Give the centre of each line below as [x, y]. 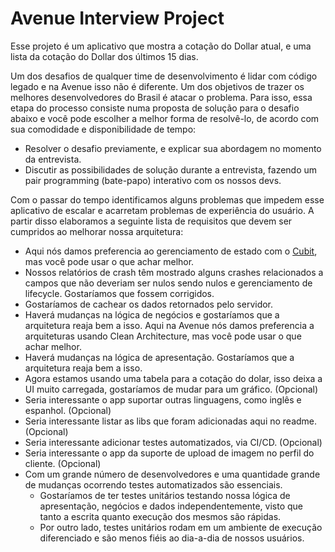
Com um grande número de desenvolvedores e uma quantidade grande [172, 474]
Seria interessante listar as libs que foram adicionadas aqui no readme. [171, 421]
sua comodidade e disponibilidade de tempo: [103, 129]
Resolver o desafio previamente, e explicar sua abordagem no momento [173, 148]
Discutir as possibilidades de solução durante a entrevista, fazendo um [171, 169]
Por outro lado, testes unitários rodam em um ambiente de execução [181, 527]
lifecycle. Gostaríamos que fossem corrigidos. [119, 293]
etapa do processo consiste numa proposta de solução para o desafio [155, 108]
